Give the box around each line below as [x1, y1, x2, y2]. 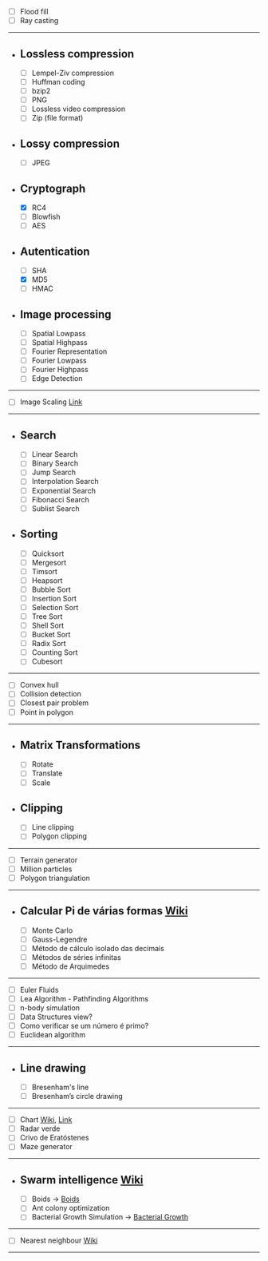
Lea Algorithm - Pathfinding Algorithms [19, 993, 149, 1003]
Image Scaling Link [19, 397, 83, 406]
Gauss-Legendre [31, 934, 88, 944]
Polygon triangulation [19, 873, 90, 882]
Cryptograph [19, 181, 86, 195]
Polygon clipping [31, 831, 88, 841]
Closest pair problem [19, 698, 89, 708]
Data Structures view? [19, 1012, 93, 1021]
